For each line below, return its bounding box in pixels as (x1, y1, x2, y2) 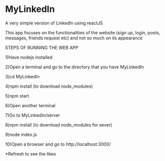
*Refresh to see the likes (5, 151, 56, 157)
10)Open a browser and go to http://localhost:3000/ (5, 141, 111, 147)
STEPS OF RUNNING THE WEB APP (5, 44, 79, 50)
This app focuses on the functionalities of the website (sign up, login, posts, (5, 29, 161, 35)
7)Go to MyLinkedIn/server (5, 112, 61, 118)
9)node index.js (5, 131, 37, 138)
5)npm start (5, 93, 29, 99)
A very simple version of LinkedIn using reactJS (5, 20, 103, 26)
